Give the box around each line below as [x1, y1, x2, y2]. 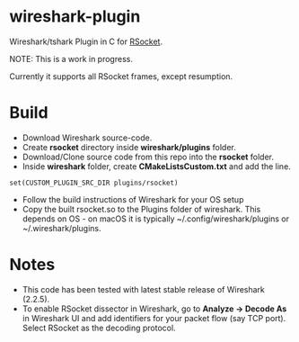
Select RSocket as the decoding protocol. [22, 322, 177, 333]
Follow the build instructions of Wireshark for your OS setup [22, 193, 244, 204]
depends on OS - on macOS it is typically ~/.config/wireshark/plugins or [22, 213, 290, 224]
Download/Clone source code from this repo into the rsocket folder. [22, 151, 275, 162]
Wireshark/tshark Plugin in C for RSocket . [9, 36, 163, 47]
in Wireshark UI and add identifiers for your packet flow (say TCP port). [22, 312, 286, 323]
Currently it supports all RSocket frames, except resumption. [9, 70, 233, 82]
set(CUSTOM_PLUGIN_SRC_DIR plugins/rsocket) [9, 178, 179, 187]
